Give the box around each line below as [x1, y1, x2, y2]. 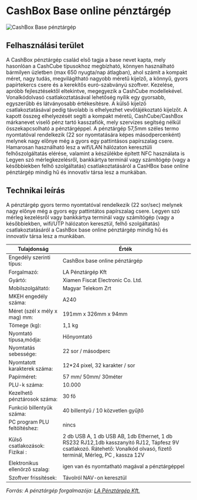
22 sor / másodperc [62, 347, 111, 354]
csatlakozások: [8, 442, 45, 449]
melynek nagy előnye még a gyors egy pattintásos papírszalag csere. [6, 137, 174, 145]
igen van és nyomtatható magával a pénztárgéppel [62, 462, 185, 469]
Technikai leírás [6, 186, 66, 196]
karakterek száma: [8, 365, 53, 372]
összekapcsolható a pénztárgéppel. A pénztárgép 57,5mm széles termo [6, 125, 179, 132]
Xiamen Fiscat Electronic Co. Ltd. [62, 276, 142, 283]
